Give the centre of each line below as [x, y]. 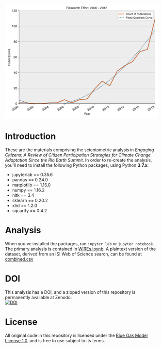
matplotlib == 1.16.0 [31, 185]
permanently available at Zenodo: [38, 297]
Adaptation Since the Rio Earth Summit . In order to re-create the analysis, [79, 160]
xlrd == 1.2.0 [24, 206]
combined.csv [19, 259]
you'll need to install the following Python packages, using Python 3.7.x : [77, 165]
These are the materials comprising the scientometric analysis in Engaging [80, 150]
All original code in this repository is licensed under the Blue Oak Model [76, 335]
